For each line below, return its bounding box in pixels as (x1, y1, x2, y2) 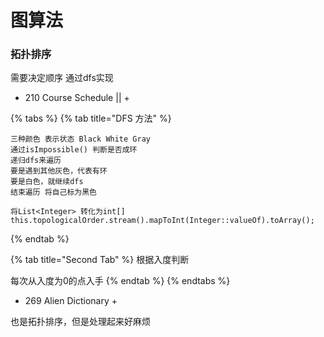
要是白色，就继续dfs (10, 177, 84, 187)
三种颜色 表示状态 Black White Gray (10, 134, 151, 145)
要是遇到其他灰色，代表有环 (10, 166, 108, 176)
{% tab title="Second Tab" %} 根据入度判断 (10, 254, 190, 266)
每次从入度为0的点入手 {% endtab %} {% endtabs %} (10, 275, 231, 287)
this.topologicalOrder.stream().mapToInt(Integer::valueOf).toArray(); (10, 216, 315, 226)
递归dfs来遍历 (10, 156, 62, 166)
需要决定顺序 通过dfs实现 (10, 72, 114, 84)
